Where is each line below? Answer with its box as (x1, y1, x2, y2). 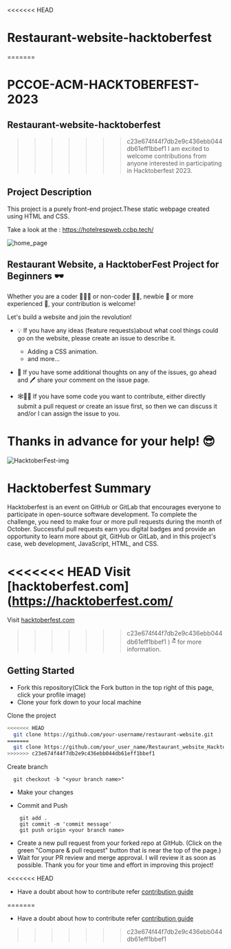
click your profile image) (16, 691, 86, 699)
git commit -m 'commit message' (19, 821, 112, 828)
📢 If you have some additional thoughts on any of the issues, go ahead (16, 368, 217, 376)
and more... (27, 354, 60, 363)
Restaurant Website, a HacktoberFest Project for (7, 258, 219, 271)
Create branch (7, 763, 48, 771)
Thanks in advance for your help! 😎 (7, 433, 215, 449)
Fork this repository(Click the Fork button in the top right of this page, (16, 683, 214, 691)
